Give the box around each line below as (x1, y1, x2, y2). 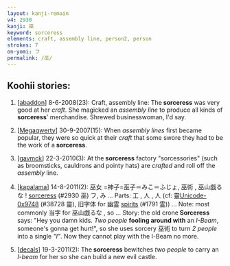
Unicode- (179, 191, 207, 199)
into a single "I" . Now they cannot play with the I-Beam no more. (16, 232, 199, 240)
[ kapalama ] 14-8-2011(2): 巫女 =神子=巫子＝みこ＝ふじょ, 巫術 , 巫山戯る (16, 182, 223, 191)
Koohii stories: (7, 80, 71, 92)
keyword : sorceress (7, 29, 63, 36)
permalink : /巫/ (7, 55, 53, 62)
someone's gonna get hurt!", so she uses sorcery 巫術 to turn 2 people (16, 224, 218, 232)
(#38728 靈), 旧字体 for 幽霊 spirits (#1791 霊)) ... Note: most (40, 199, 210, 208)
